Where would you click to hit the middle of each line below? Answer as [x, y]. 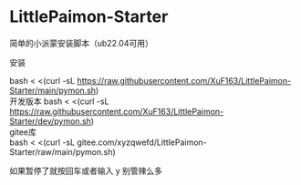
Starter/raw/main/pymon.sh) [62, 151]
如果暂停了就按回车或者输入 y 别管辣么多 [86, 170]
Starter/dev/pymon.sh [50, 121]
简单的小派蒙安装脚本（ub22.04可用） [81, 43]
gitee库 [23, 132]
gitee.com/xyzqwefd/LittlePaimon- [142, 142]
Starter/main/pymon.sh [53, 90]
